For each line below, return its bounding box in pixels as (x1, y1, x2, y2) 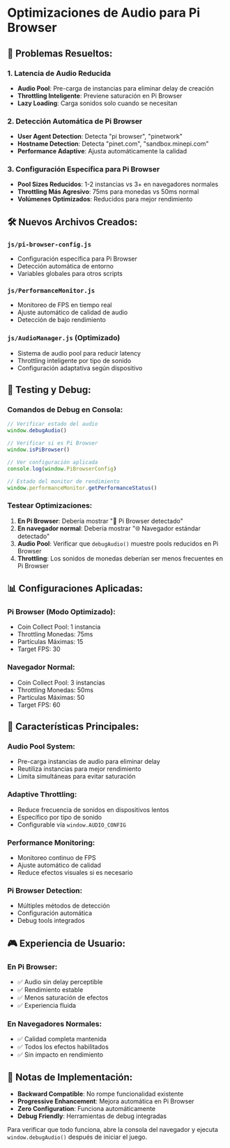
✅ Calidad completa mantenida (17, 1035, 107, 1043)
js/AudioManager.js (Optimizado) (7, 333, 121, 343)
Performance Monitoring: (7, 838, 95, 848)
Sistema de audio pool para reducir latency (17, 349, 141, 357)
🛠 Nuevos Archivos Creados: (7, 216, 138, 228)
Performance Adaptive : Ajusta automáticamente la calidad (17, 147, 187, 155)
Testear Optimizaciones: (7, 500, 93, 510)
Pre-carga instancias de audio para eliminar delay (17, 758, 160, 766)
